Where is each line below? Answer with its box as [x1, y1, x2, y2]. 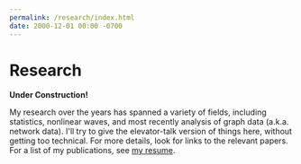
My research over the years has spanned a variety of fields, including [9, 107, 268, 117]
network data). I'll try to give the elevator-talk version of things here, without [9, 126, 293, 137]
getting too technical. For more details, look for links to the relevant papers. [9, 135, 288, 146]
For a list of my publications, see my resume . [9, 145, 176, 156]
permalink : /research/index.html [9, 13, 135, 22]
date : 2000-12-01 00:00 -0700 [9, 22, 123, 30]
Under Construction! [9, 90, 88, 100]
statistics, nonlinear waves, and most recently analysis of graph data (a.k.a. [9, 117, 289, 127]
